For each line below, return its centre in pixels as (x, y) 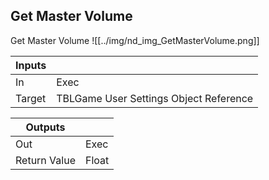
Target (31, 98)
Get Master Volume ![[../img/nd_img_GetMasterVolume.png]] (135, 40)
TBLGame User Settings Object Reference (155, 98)
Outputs (45, 127)
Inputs (31, 65)
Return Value (45, 160)
